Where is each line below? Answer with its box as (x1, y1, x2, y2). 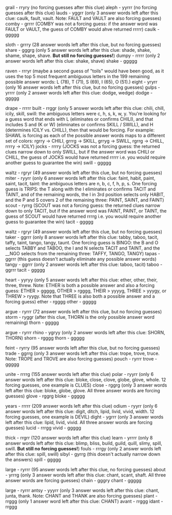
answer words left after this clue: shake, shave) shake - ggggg (5, 58, 138, 64)
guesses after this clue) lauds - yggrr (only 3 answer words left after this (5, 10, 159, 16)
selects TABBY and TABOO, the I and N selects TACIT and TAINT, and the (5, 245, 160, 251)
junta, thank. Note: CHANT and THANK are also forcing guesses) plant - (5, 493, 158, 499)
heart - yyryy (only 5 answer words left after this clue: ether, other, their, (5, 277, 158, 283)
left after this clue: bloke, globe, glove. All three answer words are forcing (5, 388, 160, 393)
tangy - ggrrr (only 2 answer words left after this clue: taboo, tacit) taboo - (5, 261, 163, 268)
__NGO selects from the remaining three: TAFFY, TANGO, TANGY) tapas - (5, 251, 161, 256)
